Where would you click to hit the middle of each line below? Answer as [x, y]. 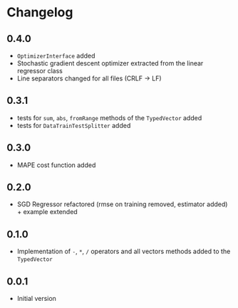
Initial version [36, 299]
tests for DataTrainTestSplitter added [74, 125]
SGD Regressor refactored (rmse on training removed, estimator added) [122, 204]
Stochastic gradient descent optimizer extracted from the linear [110, 63]
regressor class [40, 71]
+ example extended [47, 212]
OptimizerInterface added [56, 55]
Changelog [40, 12]
